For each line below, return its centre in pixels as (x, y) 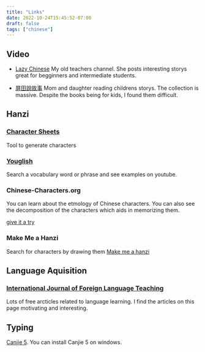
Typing (20, 327)
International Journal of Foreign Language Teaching (85, 288)
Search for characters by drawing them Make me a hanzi (78, 251)
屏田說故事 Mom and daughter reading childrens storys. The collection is (107, 88)
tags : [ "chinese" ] (30, 29)
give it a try (20, 222)
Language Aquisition (47, 271)
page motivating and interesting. (47, 308)
